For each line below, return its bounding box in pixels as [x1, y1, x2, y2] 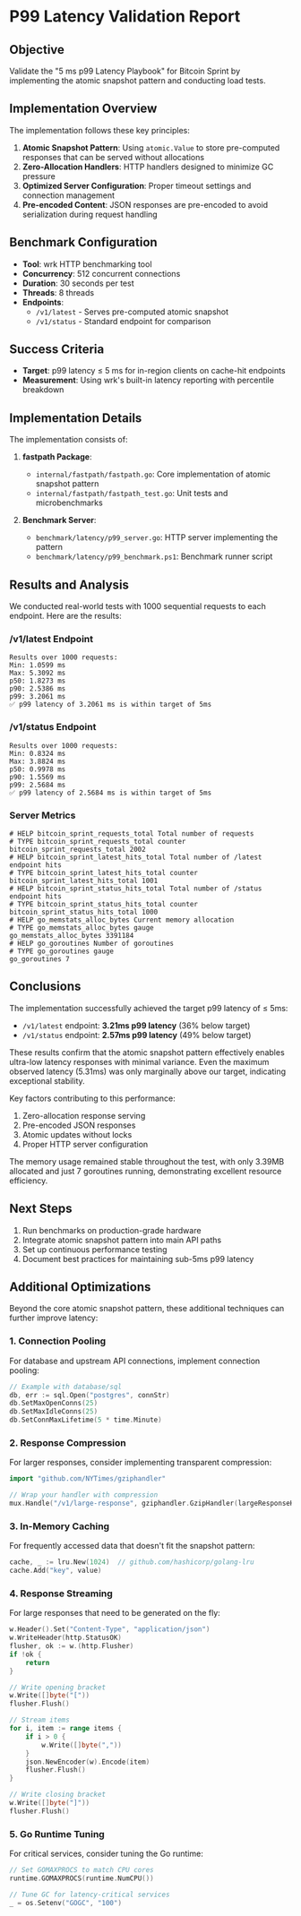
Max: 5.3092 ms [9, 669, 66, 678]
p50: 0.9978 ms [9, 764, 66, 774]
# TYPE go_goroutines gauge [9, 947, 115, 956]
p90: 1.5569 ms [9, 772, 66, 781]
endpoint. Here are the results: [9, 611, 123, 622]
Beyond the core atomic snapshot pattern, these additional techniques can [9, 1303, 285, 1314]
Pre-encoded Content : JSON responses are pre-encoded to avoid [21, 199, 269, 210]
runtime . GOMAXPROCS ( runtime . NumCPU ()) [9, 1874, 154, 1883]
